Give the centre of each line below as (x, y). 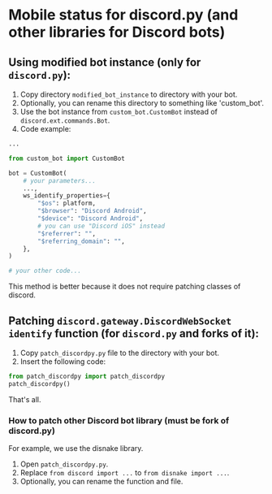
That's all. (25, 399)
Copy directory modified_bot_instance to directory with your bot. (129, 94)
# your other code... (45, 271)
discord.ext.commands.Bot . (65, 120)
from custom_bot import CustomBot (67, 158)
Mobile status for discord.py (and (123, 15)
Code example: (45, 129)
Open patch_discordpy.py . (64, 464)
